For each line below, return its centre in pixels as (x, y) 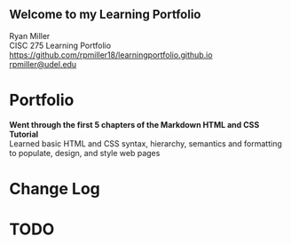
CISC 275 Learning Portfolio (60, 45)
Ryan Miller (30, 35)
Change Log (55, 189)
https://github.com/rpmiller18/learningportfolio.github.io (111, 55)
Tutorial (24, 134)
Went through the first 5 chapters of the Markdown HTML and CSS (134, 124)
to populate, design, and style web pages (85, 153)
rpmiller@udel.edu (43, 64)
